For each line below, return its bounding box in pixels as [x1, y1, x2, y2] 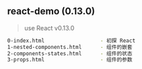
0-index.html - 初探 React [7, 37, 136, 44]
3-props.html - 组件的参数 [7, 57, 133, 63]
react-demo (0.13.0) [7, 6, 96, 17]
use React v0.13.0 [24, 23, 75, 32]
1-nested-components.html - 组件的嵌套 [7, 43, 133, 50]
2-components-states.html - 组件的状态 [7, 50, 133, 57]
